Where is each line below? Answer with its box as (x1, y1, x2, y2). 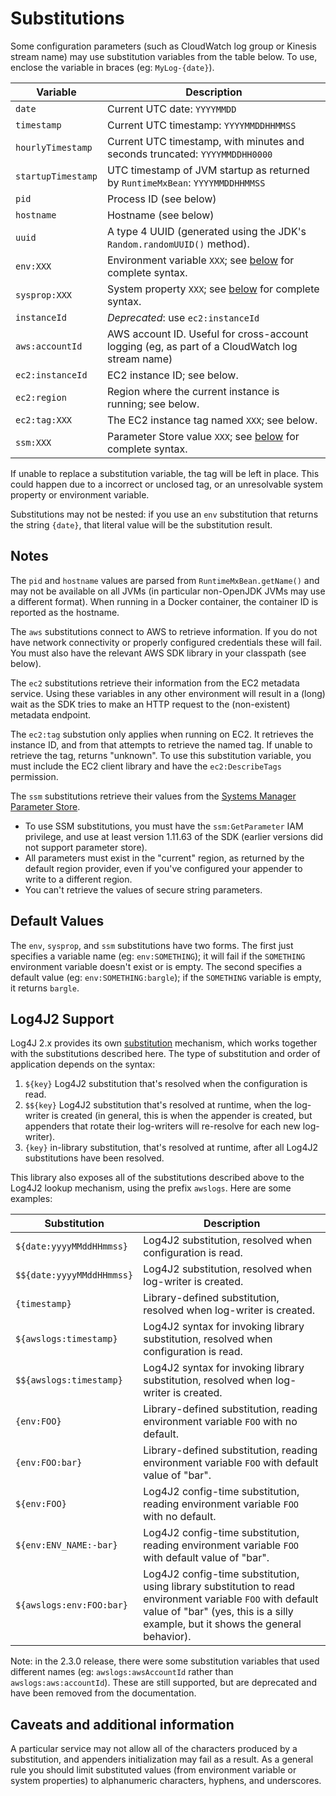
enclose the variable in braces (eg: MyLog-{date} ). (10, 61, 215, 73)
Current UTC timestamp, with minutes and (106, 134, 305, 148)
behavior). (143, 1630, 192, 1644)
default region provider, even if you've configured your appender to (24, 862, 303, 874)
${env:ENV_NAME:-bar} (15, 1540, 118, 1551)
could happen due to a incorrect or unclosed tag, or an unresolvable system (10, 478, 323, 490)
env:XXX (15, 260, 52, 272)
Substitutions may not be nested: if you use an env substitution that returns (10, 508, 319, 520)
